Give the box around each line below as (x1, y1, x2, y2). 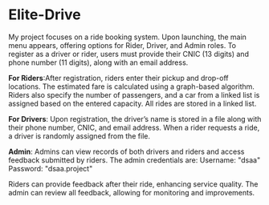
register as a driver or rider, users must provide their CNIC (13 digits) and (8, 49, 249, 58)
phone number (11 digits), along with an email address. (8, 58, 189, 67)
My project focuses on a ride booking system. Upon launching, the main (8, 32, 247, 42)
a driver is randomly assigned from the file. (8, 131, 151, 141)
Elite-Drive (8, 6, 82, 24)
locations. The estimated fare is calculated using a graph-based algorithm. (8, 82, 255, 91)
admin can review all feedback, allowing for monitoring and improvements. (8, 187, 255, 197)
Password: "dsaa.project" (8, 163, 93, 173)
